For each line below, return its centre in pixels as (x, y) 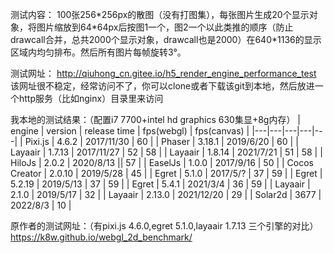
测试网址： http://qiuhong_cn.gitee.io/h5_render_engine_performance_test (163, 73)
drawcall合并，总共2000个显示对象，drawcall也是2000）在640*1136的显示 (166, 39)
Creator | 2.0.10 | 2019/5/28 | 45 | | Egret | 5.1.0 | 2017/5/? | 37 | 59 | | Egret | (166, 173)
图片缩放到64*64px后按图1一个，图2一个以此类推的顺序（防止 (165, 27)
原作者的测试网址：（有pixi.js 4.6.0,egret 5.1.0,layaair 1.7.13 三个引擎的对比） (164, 226)
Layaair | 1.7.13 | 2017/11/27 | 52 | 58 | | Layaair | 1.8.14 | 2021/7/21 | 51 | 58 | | (166, 152)
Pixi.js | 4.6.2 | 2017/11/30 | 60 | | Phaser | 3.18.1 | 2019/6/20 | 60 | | (161, 141)
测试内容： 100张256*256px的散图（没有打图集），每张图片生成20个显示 (160, 14)
